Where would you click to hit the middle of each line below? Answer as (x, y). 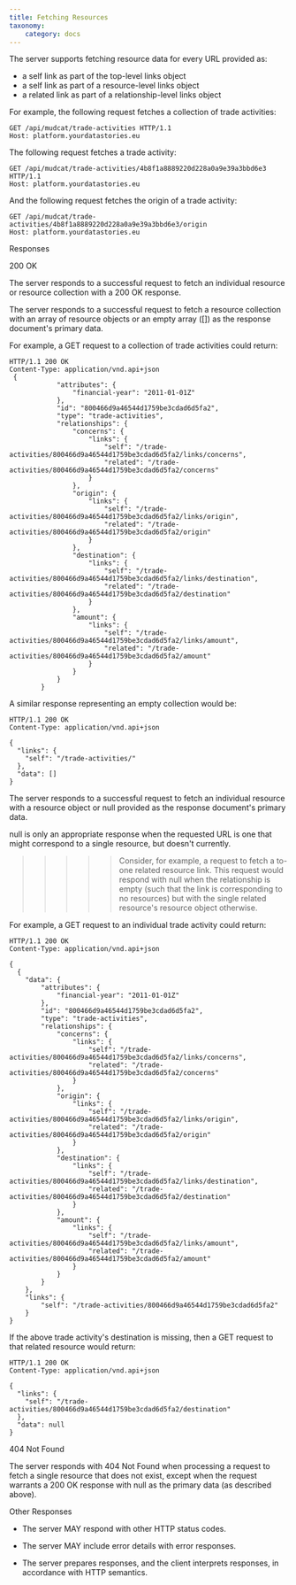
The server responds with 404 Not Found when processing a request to (140, 1466)
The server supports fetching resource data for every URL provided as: (138, 59)
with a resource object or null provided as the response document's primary (148, 808)
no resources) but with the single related (193, 899)
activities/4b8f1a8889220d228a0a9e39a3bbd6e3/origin (108, 225)
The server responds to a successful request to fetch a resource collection (145, 310)
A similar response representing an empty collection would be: (123, 704)
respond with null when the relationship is (195, 880)
